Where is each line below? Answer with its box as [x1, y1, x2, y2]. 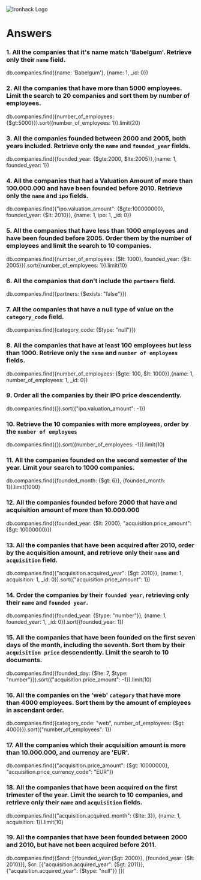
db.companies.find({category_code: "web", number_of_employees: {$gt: [6, 719, 185, 726]
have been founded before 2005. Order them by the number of [6, 234, 192, 242]
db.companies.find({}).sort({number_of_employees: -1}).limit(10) [6, 441, 165, 448]
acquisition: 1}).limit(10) [6, 818, 64, 825]
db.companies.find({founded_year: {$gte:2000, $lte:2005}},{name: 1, [6, 155, 177, 163]
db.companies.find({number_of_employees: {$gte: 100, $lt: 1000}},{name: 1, [6, 370, 194, 377]
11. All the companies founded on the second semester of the [6, 456, 188, 464]
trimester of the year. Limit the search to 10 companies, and [6, 791, 183, 799]
